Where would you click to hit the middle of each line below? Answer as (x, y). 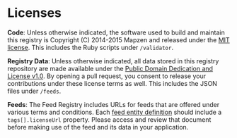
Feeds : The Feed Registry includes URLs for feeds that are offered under (114, 104)
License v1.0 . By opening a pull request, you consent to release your (107, 76)
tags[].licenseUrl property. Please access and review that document (109, 119)
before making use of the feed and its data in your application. (98, 127)
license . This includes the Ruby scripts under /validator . (91, 47)
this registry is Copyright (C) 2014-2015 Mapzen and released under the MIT (118, 39)
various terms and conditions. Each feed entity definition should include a (115, 112)
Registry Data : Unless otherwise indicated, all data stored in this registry (113, 61)
